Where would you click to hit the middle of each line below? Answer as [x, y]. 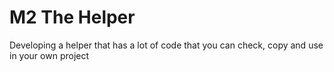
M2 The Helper [72, 17]
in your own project [49, 55]
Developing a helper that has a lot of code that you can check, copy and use [166, 45]
